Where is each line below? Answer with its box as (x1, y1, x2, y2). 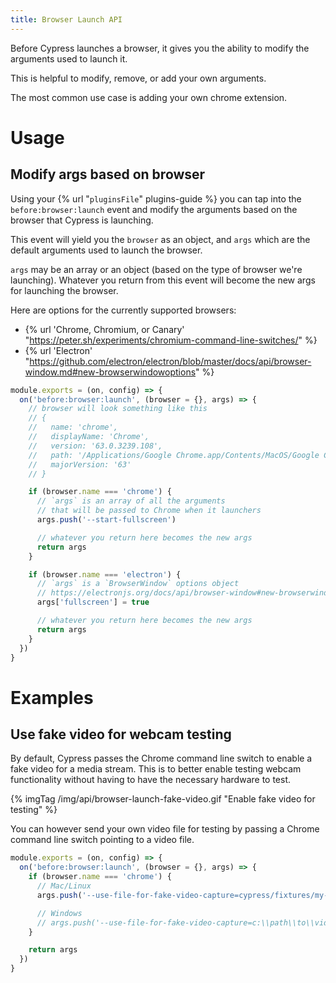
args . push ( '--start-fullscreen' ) (36, 515, 177, 525)
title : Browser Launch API (10, 14, 123, 25)
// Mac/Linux (36, 881, 92, 891)
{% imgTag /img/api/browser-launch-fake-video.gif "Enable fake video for (10, 793, 316, 805)
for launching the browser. (10, 284, 119, 296)
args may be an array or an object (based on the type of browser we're (10, 263, 303, 275)
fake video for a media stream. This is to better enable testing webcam (10, 763, 302, 775)
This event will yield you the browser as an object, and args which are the (10, 233, 311, 245)
